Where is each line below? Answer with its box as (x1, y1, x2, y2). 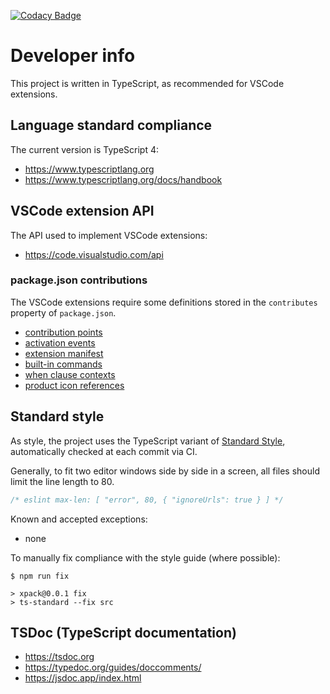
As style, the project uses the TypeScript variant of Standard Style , (10, 435, 286, 447)
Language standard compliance (10, 117, 213, 134)
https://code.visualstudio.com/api (24, 248, 164, 260)
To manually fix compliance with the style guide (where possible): (10, 551, 281, 564)
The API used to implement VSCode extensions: (10, 229, 208, 241)
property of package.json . (10, 306, 117, 319)
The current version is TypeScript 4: (10, 143, 160, 155)
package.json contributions (10, 273, 148, 287)
